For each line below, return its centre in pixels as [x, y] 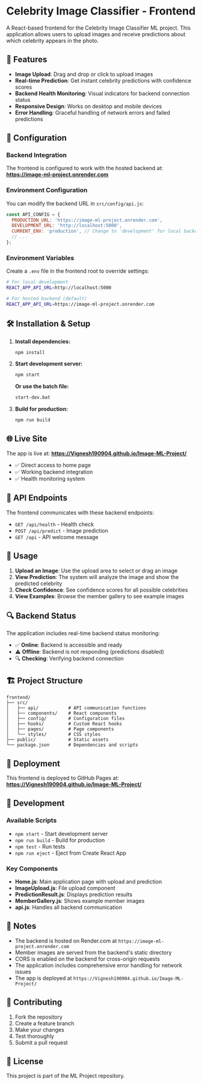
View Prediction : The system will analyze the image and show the [97, 577]
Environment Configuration [47, 190]
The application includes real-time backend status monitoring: [83, 633]
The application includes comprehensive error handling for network [98, 965]
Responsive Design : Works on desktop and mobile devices [88, 106]
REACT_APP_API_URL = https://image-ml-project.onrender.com [80, 304]
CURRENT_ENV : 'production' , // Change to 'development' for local [96, 231]
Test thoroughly [34, 1036]
